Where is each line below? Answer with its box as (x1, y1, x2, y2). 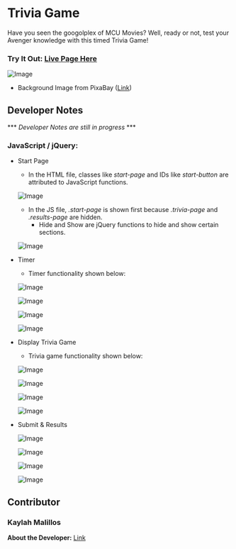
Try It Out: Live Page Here (7, 53, 98, 63)
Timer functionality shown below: (28, 270, 126, 278)
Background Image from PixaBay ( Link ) (17, 84, 133, 92)
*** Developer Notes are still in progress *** (7, 123, 136, 132)
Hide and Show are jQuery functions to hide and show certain (38, 221, 219, 229)
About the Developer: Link (7, 533, 86, 542)
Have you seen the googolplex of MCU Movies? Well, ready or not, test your (7, 28, 229, 37)
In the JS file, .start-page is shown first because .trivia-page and (28, 206, 218, 214)
